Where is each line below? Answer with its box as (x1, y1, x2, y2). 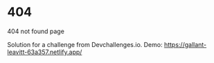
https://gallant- (163, 40, 207, 48)
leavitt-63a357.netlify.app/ (7, 48, 82, 56)
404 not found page (7, 27, 64, 35)
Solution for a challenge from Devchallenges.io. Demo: (7, 40, 163, 48)
